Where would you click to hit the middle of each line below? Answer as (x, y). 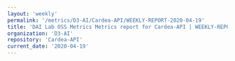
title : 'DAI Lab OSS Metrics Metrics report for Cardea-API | (100, 27)
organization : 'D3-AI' (40, 33)
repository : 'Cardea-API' (45, 40)
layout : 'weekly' (33, 14)
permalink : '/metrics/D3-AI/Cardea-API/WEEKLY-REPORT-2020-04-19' (106, 20)
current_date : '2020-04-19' (48, 46)
